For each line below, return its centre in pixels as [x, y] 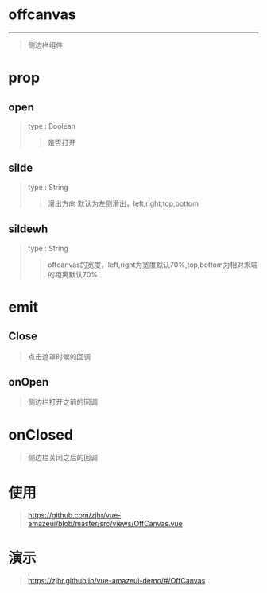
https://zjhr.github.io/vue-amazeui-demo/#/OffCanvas [116, 581]
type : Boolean [51, 126]
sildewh [28, 229]
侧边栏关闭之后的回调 [62, 458]
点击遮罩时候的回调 [59, 356]
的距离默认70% [72, 274]
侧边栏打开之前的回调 [62, 402]
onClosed [41, 434]
